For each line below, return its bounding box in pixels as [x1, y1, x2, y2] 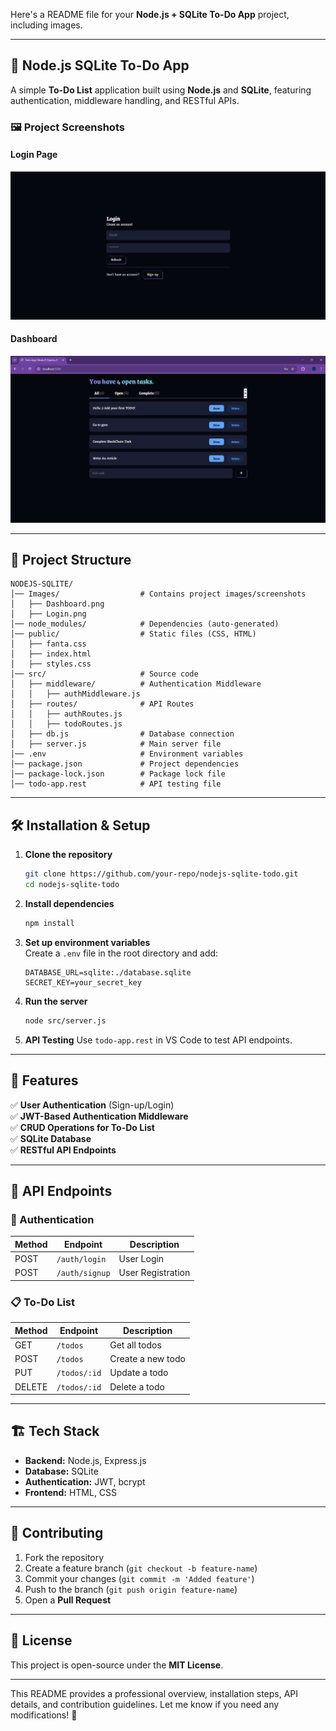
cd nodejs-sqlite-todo [24, 880, 120, 890]
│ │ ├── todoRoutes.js [10, 719, 123, 729]
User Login [118, 1253, 165, 1265]
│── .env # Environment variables [10, 749, 244, 759]
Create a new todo [109, 1353, 186, 1365]
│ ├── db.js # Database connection [10, 729, 235, 739]
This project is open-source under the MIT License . [10, 1659, 224, 1671]
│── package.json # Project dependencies [10, 759, 240, 769]
